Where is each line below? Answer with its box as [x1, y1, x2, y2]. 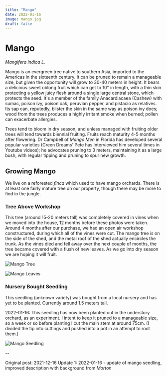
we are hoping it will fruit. [5, 251, 57, 257]
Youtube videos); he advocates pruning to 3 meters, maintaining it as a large [5, 147, 162, 153]
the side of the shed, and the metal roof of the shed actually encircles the [5, 236, 156, 242]
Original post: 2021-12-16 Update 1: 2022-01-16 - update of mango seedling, [5, 360, 162, 366]
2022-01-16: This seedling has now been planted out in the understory [5, 309, 150, 315]
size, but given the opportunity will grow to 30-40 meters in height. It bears [5, 79, 160, 85]
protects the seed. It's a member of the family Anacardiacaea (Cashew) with [5, 95, 162, 101]
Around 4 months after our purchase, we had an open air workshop [5, 225, 144, 231]
